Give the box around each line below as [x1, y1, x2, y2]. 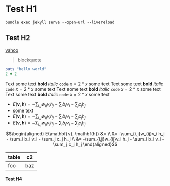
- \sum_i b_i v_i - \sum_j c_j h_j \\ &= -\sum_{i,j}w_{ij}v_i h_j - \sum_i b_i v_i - [6, 136, 164, 142]
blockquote [17, 57, 42, 63]
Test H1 [5, 3, 37, 15]
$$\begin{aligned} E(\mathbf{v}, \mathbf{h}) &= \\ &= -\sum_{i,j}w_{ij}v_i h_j [6, 130, 165, 137]
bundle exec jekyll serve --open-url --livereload [5, 20, 115, 25]
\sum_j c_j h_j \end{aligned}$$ [53, 141, 118, 147]
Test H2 [5, 33, 30, 42]
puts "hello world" [5, 66, 47, 71]
